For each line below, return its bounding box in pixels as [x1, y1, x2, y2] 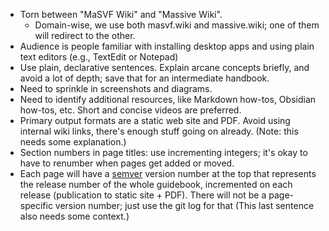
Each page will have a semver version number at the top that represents [19, 168, 317, 179]
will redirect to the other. [34, 30, 136, 41]
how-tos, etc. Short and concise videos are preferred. [19, 104, 242, 116]
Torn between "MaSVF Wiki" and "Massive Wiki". [19, 9, 223, 20]
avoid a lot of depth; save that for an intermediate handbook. [19, 72, 270, 84]
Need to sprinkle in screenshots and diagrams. [19, 83, 213, 94]
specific [19, 200, 53, 211]
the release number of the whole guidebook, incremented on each [19, 179, 293, 190]
